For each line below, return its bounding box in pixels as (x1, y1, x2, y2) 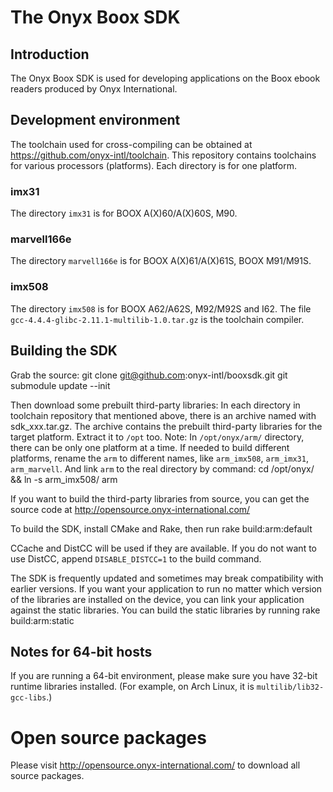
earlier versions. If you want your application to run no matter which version (10, 582, 323, 595)
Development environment (10, 112, 181, 129)
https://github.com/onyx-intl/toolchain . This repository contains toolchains (10, 149, 317, 161)
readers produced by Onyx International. (10, 83, 178, 95)
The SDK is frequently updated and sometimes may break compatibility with (10, 572, 324, 584)
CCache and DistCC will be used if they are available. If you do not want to (10, 542, 317, 554)
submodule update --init (10, 379, 111, 391)
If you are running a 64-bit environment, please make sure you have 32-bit (10, 670, 318, 682)
